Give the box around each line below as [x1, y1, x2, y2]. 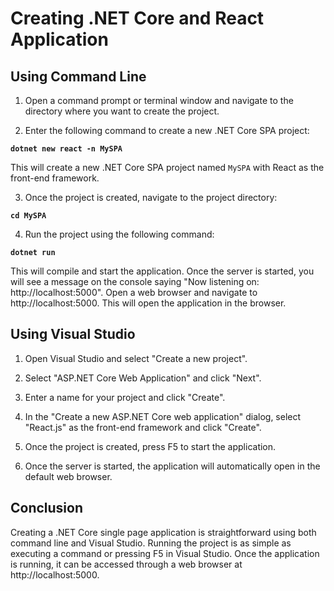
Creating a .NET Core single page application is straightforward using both [10, 526, 317, 538]
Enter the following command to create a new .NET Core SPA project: [24, 125, 310, 136]
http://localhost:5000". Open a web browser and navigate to [10, 287, 258, 298]
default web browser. [24, 470, 113, 482]
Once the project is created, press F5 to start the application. [24, 440, 277, 452]
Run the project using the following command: [24, 228, 215, 240]
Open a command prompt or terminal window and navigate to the [24, 95, 294, 106]
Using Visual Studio [10, 326, 136, 343]
